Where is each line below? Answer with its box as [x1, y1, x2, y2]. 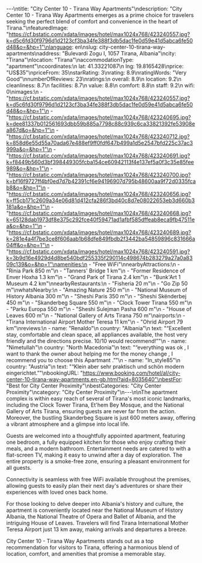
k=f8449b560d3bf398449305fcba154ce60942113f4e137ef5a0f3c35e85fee [6, 159, 194, 165]
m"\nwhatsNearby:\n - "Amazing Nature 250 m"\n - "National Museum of [6, 286, 188, 294]
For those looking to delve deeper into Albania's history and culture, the [6, 500, 184, 507]
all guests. [6, 464, 32, 471]
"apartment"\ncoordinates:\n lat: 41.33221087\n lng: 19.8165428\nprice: [6, 63, 184, 70]
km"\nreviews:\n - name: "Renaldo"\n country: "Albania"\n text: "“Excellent [6, 325, 191, 331]
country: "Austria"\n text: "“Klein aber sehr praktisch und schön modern [6, 363, 185, 370]
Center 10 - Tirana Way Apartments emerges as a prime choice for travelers [6, 11, 194, 19]
